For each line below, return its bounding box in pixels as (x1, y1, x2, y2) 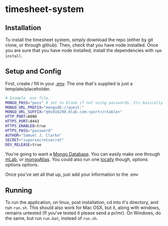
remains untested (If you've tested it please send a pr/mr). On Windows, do (5, 210, 161, 216)
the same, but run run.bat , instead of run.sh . (5, 215, 98, 221)
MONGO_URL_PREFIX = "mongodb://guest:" (5, 105, 85, 110)
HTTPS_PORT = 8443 (5, 119, 39, 124)
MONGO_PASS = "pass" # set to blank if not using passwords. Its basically (5, 100, 163, 105)
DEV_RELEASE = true (5, 142, 42, 147)
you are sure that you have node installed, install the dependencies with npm (5, 48, 162, 53)
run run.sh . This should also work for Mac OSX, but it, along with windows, (5, 204, 160, 211)
